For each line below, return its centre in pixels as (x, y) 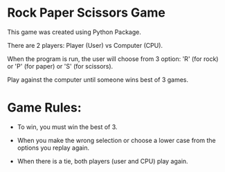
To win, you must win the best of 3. (67, 127)
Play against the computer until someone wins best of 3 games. (98, 79)
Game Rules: (44, 108)
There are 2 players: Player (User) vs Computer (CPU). (85, 45)
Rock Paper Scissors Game (87, 13)
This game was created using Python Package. (74, 32)
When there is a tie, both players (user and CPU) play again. (102, 161)
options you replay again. (53, 148)
